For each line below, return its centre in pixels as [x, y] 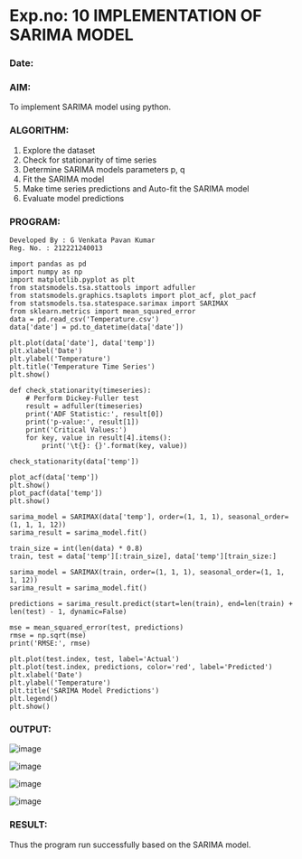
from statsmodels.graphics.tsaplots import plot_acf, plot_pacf [133, 295]
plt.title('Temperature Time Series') [82, 367]
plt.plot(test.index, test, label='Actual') [94, 659]
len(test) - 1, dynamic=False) [68, 612]
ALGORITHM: [39, 130]
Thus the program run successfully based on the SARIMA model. [130, 845]
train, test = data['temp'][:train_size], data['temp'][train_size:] [143, 556]
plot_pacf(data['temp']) [56, 493]
